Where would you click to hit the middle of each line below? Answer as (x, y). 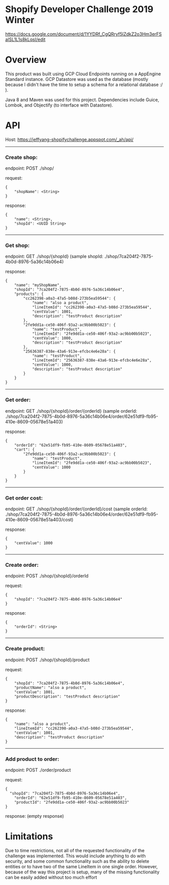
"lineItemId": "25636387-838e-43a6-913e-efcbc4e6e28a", (92, 360)
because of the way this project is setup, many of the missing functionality (82, 872)
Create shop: (21, 157)
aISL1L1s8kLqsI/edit (25, 39)
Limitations (29, 837)
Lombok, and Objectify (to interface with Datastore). (59, 105)
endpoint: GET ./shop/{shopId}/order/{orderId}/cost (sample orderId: (76, 509)
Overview (26, 60)
